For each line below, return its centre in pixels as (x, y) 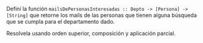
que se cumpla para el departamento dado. (61, 21)
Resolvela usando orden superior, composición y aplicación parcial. (91, 33)
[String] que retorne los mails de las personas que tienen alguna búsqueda (101, 15)
